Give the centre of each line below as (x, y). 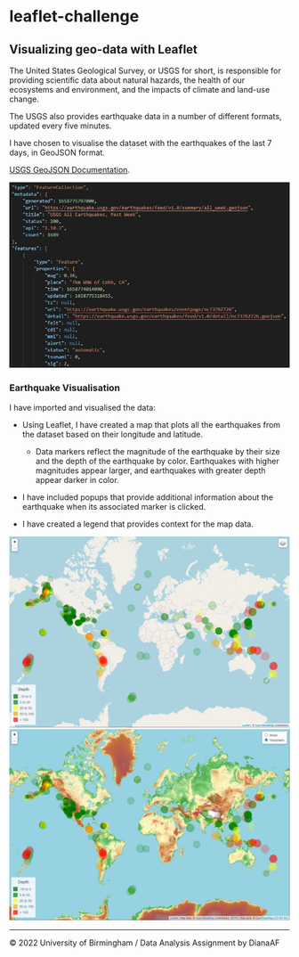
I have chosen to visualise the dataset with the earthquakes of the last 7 (141, 143)
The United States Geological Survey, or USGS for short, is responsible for (145, 70)
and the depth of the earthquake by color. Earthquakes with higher (157, 461)
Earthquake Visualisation (65, 388)
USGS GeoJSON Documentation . (70, 170)
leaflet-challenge (74, 16)
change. (24, 99)
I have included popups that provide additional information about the (148, 497)
